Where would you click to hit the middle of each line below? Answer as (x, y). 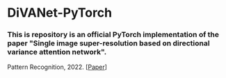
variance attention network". (57, 52)
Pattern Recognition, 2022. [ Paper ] (57, 67)
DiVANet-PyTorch (60, 13)
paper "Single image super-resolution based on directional (108, 43)
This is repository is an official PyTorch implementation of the (113, 35)
